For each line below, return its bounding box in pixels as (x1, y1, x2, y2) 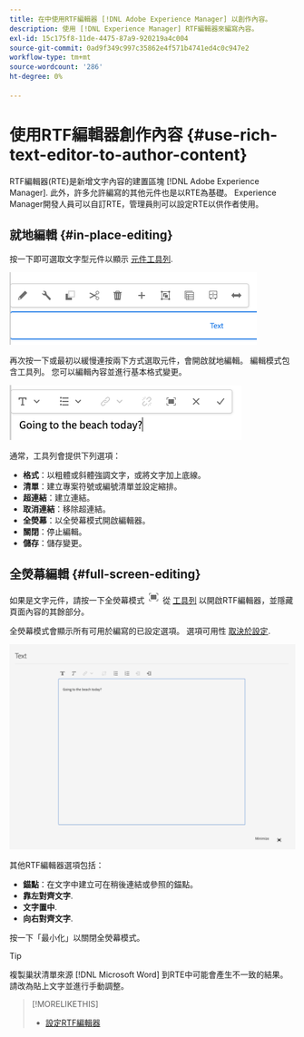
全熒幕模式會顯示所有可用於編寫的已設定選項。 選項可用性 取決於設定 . (9, 626, 270, 637)
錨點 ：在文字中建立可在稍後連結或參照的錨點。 (22, 879, 198, 890)
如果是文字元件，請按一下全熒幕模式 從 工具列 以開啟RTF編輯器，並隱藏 (9, 595, 294, 606)
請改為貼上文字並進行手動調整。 (9, 981, 129, 992)
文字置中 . (22, 902, 57, 913)
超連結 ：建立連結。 (22, 492, 95, 503)
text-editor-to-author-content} (9, 144, 248, 165)
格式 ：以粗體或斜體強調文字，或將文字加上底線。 (22, 469, 206, 480)
